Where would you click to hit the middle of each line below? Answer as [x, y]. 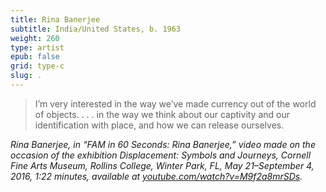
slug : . [26, 76]
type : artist [37, 47]
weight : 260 [35, 38]
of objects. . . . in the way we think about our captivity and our [162, 114]
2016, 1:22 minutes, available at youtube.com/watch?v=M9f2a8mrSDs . [156, 176]
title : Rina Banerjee [55, 19]
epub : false [35, 57]
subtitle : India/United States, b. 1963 [96, 29]
